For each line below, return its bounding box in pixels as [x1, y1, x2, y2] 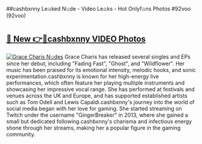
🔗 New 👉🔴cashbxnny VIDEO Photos [6, 34, 146, 44]
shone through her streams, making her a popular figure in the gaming [6, 124, 181, 131]
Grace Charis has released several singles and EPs [64, 53, 191, 60]
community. [6, 130, 36, 138]
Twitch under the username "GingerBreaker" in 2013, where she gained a [6, 111, 188, 119]
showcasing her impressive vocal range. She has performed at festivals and [6, 85, 195, 93]
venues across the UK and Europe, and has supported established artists [6, 92, 188, 99]
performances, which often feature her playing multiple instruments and [6, 79, 185, 87]
